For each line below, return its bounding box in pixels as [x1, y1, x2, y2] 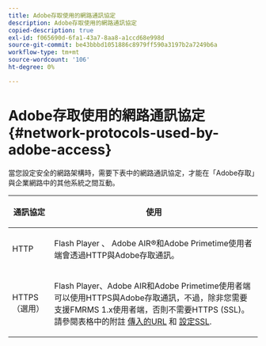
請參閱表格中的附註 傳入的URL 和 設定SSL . [54, 316, 212, 327]
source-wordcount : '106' [8, 56, 90, 64]
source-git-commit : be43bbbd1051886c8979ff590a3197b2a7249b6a [8, 41, 218, 49]
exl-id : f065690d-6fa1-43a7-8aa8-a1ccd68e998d [8, 33, 165, 42]
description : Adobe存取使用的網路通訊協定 [8, 19, 137, 27]
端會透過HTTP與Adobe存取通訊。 [54, 249, 180, 260]
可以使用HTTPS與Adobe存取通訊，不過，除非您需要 [54, 292, 248, 303]
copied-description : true [8, 26, 93, 34]
